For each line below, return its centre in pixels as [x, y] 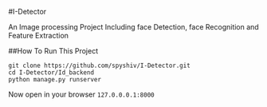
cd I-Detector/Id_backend [51, 73]
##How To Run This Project [53, 51]
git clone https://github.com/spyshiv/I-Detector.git [100, 65]
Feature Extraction [39, 36]
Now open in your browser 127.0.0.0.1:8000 [82, 94]
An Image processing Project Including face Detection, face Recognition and [133, 27]
